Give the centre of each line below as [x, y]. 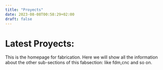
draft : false [19, 19]
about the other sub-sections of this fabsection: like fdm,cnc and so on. [79, 63]
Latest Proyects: [40, 43]
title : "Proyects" [24, 10]
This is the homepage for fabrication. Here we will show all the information [81, 57]
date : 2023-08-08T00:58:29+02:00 [40, 14]
